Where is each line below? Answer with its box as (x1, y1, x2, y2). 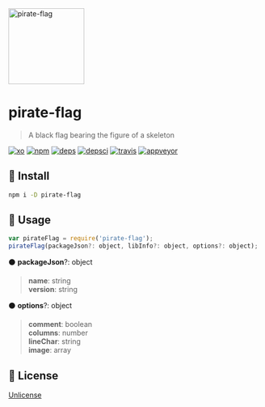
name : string (27, 276, 71, 286)
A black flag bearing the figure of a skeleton (27, 129, 175, 140)
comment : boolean (27, 320, 93, 329)
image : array (27, 346, 71, 355)
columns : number (27, 328, 89, 338)
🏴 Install (8, 169, 50, 183)
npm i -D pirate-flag (8, 190, 82, 199)
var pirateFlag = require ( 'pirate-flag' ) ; (8, 235, 154, 243)
